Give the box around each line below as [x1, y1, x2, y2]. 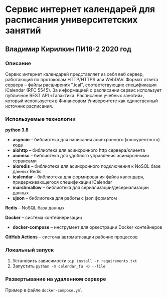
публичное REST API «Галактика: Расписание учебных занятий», [5, 92, 144, 98]
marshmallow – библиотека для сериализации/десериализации [12, 184, 149, 191]
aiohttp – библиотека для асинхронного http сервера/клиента [12, 147, 145, 153]
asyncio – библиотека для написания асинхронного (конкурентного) [12, 137, 160, 143]
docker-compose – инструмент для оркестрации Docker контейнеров [12, 224, 162, 230]
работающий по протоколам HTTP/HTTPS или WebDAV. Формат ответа [5, 76, 158, 82]
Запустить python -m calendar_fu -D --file [12, 263, 106, 269]
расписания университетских [5, 14, 138, 26]
